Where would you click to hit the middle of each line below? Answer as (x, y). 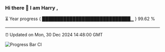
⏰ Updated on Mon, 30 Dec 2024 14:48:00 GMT (54, 35)
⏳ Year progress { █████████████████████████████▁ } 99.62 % (80, 19)
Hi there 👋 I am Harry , (32, 8)
